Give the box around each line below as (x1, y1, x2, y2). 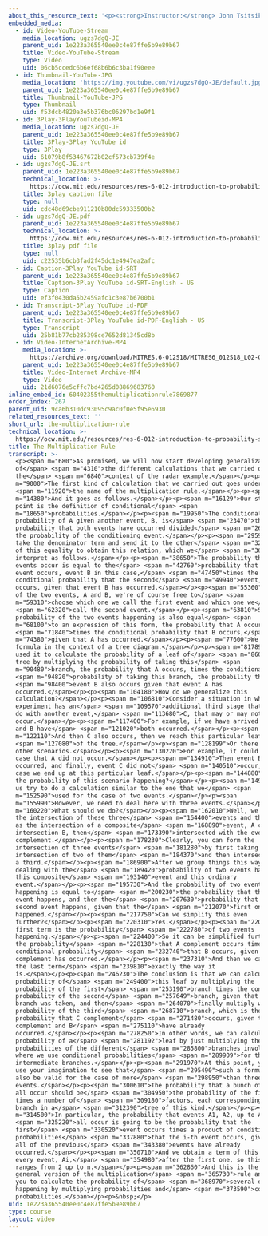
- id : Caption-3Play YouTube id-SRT (15, 264, 137, 272)
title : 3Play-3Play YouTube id (22, 137, 127, 146)
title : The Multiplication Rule (8, 443, 116, 451)
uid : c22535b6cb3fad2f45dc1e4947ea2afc (22, 256, 156, 264)
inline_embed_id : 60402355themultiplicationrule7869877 (8, 391, 198, 399)
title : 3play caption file (22, 189, 112, 198)
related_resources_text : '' (8, 413, 102, 421)
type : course (8, 1207, 52, 1215)
